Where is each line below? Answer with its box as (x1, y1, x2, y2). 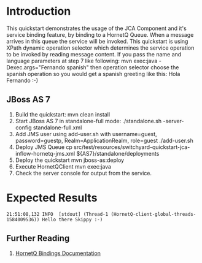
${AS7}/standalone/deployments (76, 150, 160, 157)
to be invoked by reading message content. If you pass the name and (6, 50, 182, 58)
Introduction (6, 4, 71, 18)
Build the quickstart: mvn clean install (15, 110, 111, 118)
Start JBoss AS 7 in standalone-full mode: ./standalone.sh (15, 117, 162, 124)
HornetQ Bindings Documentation (15, 250, 101, 257)
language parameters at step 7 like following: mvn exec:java (6, 57, 158, 64)
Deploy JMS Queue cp (15, 143, 72, 151)
